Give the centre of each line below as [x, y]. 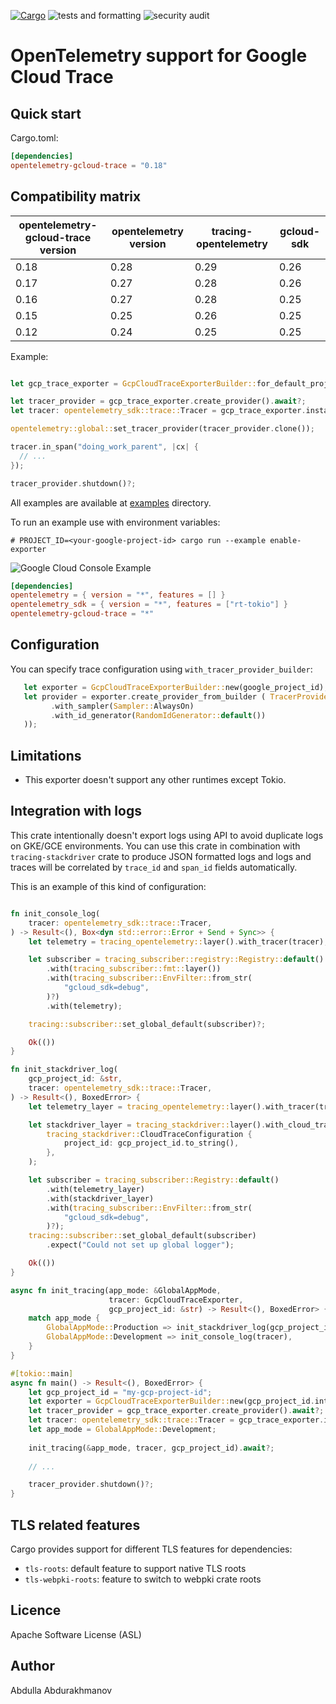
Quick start [46, 113]
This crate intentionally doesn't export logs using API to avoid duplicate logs [167, 835]
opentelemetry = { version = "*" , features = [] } [118, 595]
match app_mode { [64, 1318]
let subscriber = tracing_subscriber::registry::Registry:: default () [176, 960]
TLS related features [75, 1525]
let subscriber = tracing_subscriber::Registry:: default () [154, 1180]
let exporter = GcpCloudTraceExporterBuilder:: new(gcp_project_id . [171, 1401]
